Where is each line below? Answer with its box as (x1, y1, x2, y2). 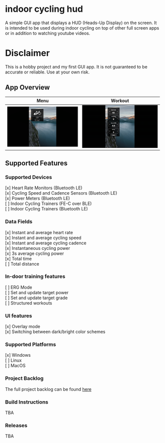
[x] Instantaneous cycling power (5, 245, 70, 251)
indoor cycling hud (5, 3, 83, 15)
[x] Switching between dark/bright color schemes (5, 329, 106, 335)
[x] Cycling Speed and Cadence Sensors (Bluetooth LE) (5, 190, 117, 196)
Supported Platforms (5, 341, 56, 348)
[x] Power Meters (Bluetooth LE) (5, 196, 70, 202)
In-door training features (5, 273, 65, 280)
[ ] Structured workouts (5, 300, 53, 306)
